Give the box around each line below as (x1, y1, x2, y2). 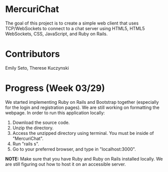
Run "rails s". (12, 140, 39, 146)
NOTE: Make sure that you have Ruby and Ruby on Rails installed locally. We (5, 155, 163, 161)
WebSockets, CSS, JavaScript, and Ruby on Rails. (5, 31, 108, 37)
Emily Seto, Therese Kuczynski (5, 65, 69, 71)
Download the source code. (12, 119, 70, 125)
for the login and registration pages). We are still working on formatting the (5, 104, 159, 110)
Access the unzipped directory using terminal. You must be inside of (12, 130, 154, 136)
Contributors (5, 49, 60, 60)
